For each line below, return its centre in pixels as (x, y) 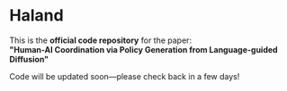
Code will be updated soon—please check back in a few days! (125, 76)
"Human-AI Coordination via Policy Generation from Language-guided (143, 49)
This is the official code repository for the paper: (100, 40)
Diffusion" (29, 59)
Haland (37, 16)
